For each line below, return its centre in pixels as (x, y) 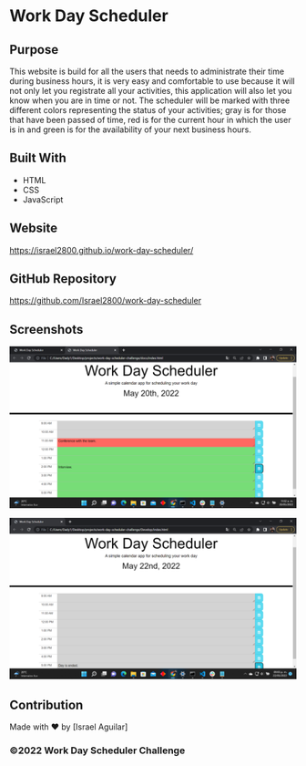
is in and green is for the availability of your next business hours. (131, 129)
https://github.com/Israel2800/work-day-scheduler (106, 301)
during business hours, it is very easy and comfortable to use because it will (152, 81)
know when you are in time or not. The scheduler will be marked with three (150, 100)
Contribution (46, 704)
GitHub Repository (63, 279)
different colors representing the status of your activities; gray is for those (148, 110)
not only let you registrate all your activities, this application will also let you (151, 91)
